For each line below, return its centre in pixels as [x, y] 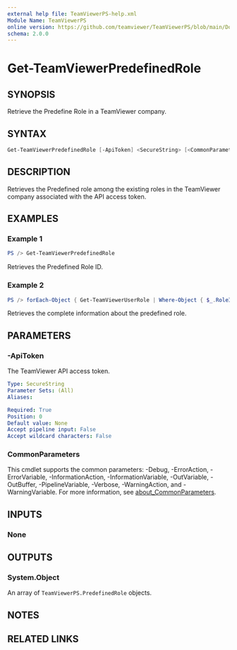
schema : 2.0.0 [28, 34]
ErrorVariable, [28, 477]
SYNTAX [27, 134]
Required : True [30, 410]
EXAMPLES [33, 219]
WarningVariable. [32, 492]
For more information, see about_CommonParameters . [138, 492]
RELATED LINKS [43, 639]
